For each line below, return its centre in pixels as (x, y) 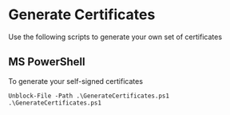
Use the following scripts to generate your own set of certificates (115, 37)
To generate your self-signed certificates (76, 81)
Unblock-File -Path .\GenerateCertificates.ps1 (89, 96)
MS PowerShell (47, 62)
